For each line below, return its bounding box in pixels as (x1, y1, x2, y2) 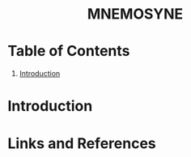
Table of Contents (7, 42, 130, 61)
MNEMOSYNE (87, 5, 184, 23)
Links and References (7, 134, 156, 152)
